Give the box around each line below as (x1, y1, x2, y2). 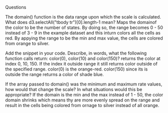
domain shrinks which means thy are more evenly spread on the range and (5, 97, 160, 103)
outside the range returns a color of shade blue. (5, 71, 104, 77)
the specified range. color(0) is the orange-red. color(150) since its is (5, 66, 148, 72)
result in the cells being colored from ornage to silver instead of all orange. (5, 102, 159, 108)
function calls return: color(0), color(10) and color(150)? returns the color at (5, 55, 160, 61)
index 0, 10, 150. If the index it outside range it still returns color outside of (5, 61, 158, 66)
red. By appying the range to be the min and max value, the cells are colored (5, 35, 163, 41)
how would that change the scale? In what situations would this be (5, 86, 142, 92)
